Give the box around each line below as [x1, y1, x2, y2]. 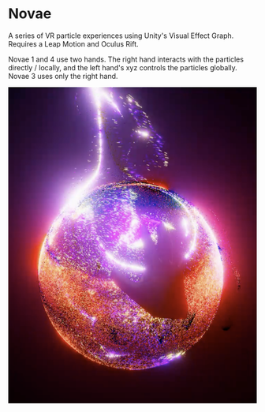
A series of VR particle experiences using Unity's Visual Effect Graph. [8, 31, 234, 40]
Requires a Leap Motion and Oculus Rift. [8, 39, 140, 48]
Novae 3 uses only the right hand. [8, 71, 118, 81]
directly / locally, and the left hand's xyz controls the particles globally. [8, 62, 238, 72]
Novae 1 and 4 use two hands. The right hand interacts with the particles [8, 54, 244, 64]
